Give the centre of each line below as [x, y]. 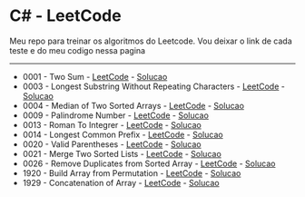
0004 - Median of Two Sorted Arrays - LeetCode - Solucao [133, 105]
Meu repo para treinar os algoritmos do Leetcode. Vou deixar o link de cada [151, 41]
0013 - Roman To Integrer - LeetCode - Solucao [112, 124]
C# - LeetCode [65, 16]
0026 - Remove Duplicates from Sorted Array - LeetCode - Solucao [149, 163]
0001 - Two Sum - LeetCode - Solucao [95, 76]
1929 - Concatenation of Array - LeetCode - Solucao [121, 182]
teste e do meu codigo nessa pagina [78, 50]
